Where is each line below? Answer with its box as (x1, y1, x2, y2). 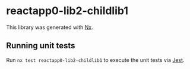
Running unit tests (6, 41, 75, 51)
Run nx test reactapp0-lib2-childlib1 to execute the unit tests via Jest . (6, 56, 185, 63)
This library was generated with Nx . (6, 24, 93, 31)
